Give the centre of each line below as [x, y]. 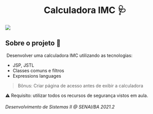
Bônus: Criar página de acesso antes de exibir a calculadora [80, 85]
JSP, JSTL [23, 65]
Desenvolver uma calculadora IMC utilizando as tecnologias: [69, 55]
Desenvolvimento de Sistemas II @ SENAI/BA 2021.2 [60, 107]
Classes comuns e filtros [38, 70]
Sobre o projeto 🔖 [33, 43]
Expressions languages [37, 76]
